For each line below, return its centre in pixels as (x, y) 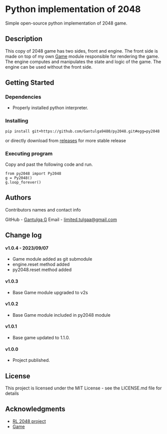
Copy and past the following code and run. (49, 164)
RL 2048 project (29, 421)
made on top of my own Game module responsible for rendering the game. (82, 56)
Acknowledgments (35, 409)
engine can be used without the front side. (49, 67)
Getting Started (30, 83)
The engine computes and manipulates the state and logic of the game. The (83, 62)
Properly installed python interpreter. (50, 108)
